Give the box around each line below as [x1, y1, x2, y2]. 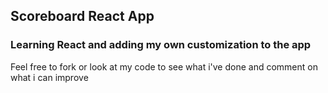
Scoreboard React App [10, 8, 155, 25]
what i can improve [10, 71, 89, 83]
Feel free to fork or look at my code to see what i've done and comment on [10, 60, 318, 73]
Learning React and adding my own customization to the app [10, 38, 312, 52]
